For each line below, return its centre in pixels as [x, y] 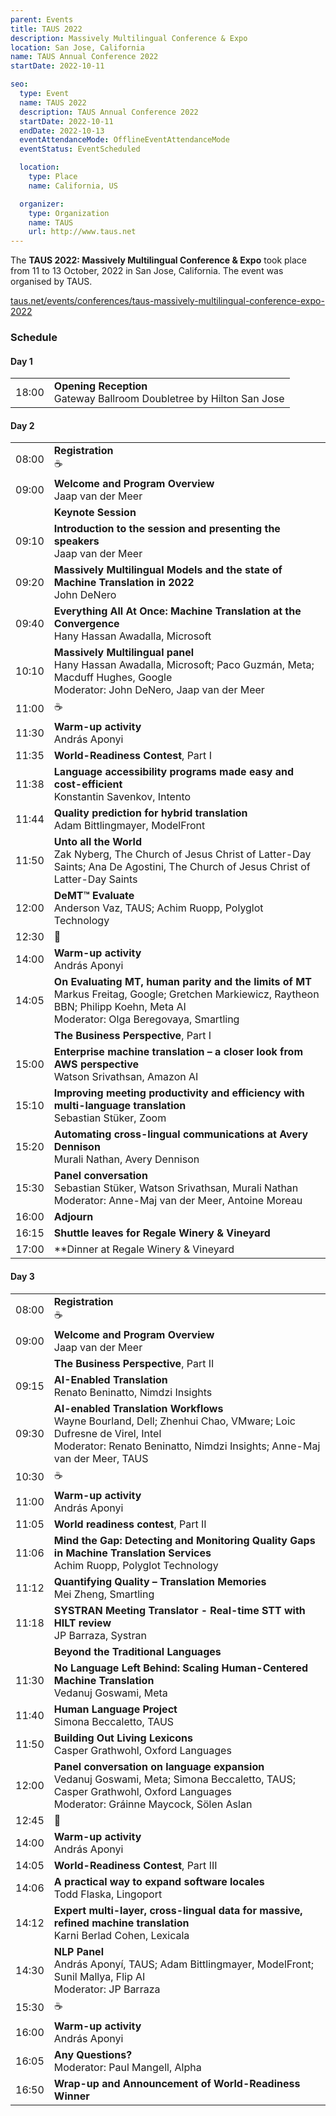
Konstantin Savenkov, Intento [122, 797]
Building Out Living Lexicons [123, 1738]
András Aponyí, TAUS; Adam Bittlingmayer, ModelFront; [184, 1964]
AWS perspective [96, 1064]
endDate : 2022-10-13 [62, 131]
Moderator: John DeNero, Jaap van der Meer [159, 690]
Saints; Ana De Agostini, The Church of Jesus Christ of [182, 867]
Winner [71, 2096]
